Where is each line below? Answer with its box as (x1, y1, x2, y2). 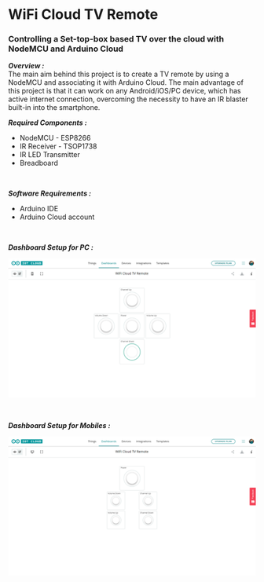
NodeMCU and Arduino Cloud (8, 43, 124, 54)
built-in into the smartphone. (8, 103, 101, 112)
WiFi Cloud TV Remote (8, 5, 159, 24)
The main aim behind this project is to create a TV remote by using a (8, 69, 229, 79)
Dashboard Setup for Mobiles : (8, 420, 111, 430)
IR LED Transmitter (19, 150, 81, 159)
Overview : (8, 61, 45, 71)
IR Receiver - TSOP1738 (19, 141, 97, 151)
